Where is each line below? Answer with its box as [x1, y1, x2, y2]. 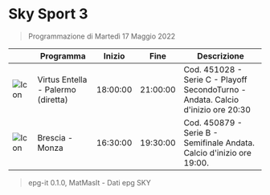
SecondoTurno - [183, 83, 247, 95]
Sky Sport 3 [8, 5, 88, 23]
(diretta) [37, 94, 68, 105]
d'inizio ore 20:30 [183, 104, 252, 115]
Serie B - [183, 127, 219, 138]
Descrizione [196, 50, 245, 61]
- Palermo [37, 83, 76, 95]
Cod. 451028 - [183, 63, 243, 75]
